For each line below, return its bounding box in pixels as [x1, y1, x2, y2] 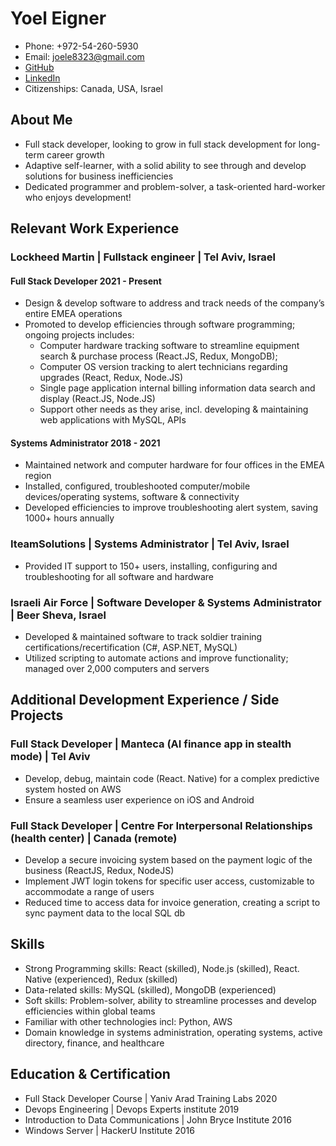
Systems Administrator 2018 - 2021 [10, 437, 161, 449]
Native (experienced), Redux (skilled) [24, 973, 178, 985]
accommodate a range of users [24, 886, 155, 898]
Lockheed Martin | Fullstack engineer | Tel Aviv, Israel [10, 250, 277, 264]
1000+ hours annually [24, 512, 115, 524]
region [24, 470, 52, 482]
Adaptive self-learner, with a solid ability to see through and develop [24, 159, 307, 171]
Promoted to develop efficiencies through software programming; [24, 318, 296, 331]
